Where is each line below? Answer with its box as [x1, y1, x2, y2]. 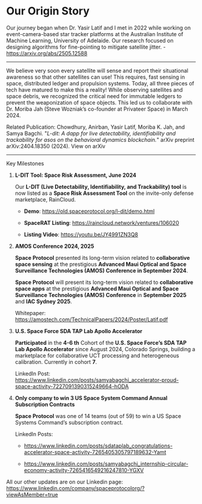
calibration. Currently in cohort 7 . [14, 358, 97, 365]
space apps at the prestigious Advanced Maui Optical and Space [14, 284, 179, 292]
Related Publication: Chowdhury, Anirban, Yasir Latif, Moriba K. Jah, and [6, 123, 185, 131]
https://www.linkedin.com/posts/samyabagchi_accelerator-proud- [14, 376, 179, 383]
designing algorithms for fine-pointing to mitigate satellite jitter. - [6, 43, 166, 51]
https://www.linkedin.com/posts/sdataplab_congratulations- [23, 442, 173, 449]
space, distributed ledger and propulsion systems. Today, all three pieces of [6, 79, 194, 87]
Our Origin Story [6, 4, 90, 18]
